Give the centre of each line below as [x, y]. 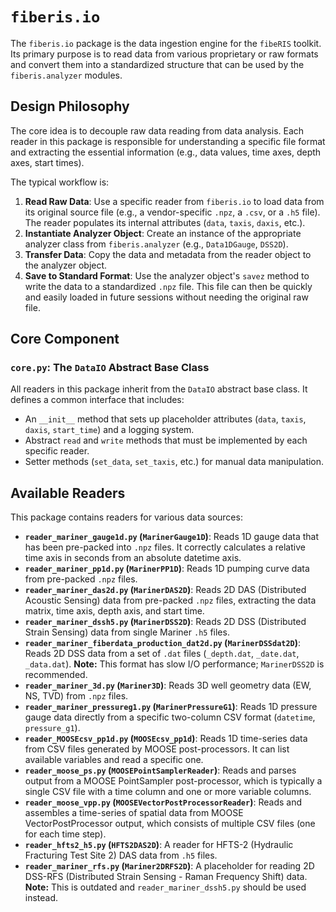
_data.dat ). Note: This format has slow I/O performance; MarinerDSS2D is [174, 664]
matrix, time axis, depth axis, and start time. [114, 611]
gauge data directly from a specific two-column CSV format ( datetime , [170, 717]
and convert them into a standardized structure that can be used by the [157, 64]
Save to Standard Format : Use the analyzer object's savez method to [167, 275]
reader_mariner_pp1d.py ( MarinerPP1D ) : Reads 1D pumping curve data [167, 569]
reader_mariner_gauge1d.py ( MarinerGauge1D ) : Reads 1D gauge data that [172, 537]
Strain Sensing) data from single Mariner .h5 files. [127, 632]
